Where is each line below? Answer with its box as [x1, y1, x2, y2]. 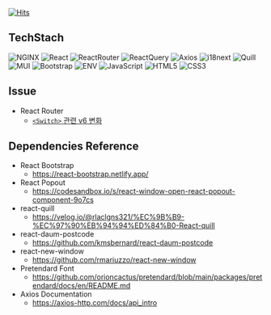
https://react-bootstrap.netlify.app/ [32, 170, 149, 179]
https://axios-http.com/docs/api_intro [32, 298, 158, 308]
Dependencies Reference [8, 140, 139, 153]
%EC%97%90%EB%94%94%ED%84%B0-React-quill [32, 220, 216, 230]
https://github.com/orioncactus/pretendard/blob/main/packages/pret [32, 272, 263, 282]
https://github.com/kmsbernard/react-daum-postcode [32, 238, 214, 248]
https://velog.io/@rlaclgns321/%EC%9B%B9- [32, 212, 184, 222]
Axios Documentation [19, 289, 92, 299]
